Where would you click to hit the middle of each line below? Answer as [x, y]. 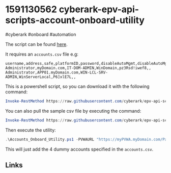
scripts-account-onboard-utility [75, 20]
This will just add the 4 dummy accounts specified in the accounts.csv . [79, 149]
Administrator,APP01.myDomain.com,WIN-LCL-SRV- [57, 72]
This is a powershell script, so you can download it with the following [77, 86]
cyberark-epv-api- [99, 9]
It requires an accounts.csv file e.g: [42, 54]
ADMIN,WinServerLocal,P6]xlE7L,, [41, 77]
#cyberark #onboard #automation [41, 34]
